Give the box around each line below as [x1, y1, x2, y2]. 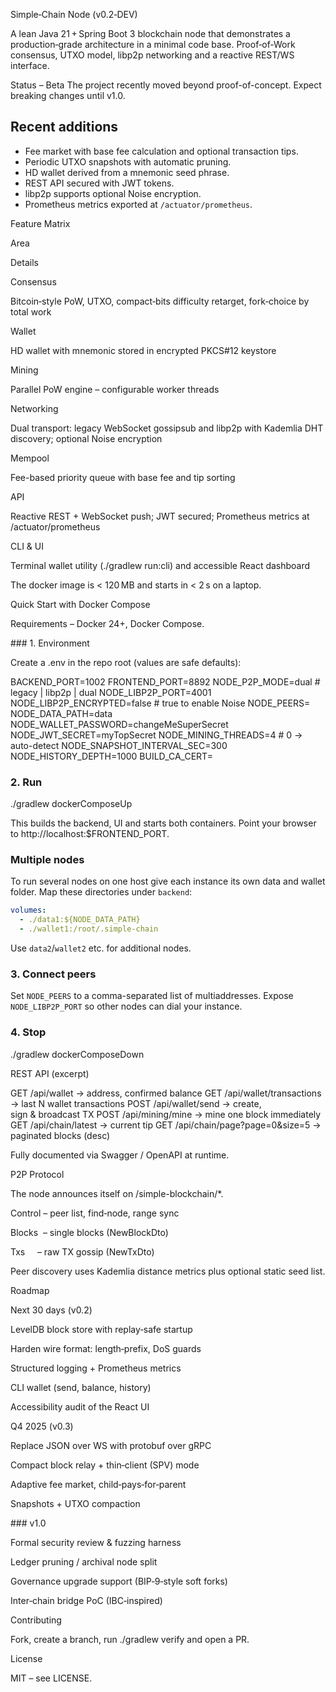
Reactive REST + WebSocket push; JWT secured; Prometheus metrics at [10, 510, 310, 522]
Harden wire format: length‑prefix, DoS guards [10, 1342, 202, 1354]
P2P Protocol [10, 1168, 65, 1180]
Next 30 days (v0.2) [10, 1304, 93, 1316]
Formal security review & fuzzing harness [10, 1536, 182, 1548]
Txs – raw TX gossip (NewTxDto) [10, 1245, 155, 1258]
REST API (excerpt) [10, 1067, 90, 1079]
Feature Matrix [10, 217, 71, 229]
